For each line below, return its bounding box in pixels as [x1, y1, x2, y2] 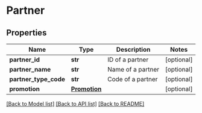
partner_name [9, 66, 51, 73]
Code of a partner [107, 75, 158, 83]
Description [116, 46, 151, 53]
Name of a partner [107, 66, 160, 73]
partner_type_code [9, 75, 65, 83]
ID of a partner [107, 55, 149, 64]
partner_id [9, 55, 40, 64]
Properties [6, 28, 47, 38]
